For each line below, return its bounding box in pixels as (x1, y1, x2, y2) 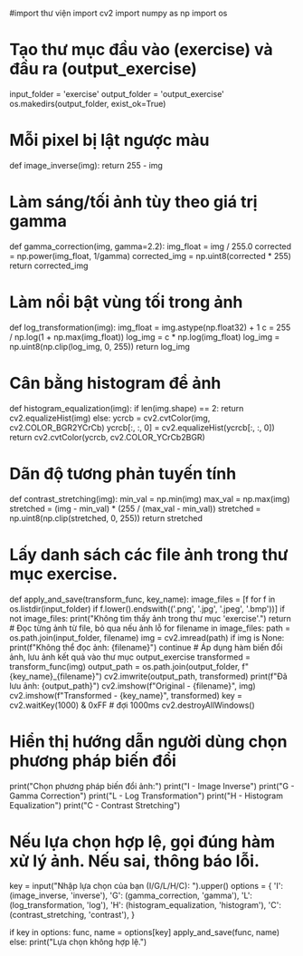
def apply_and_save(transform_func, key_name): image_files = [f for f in (9, 594, 276, 604)
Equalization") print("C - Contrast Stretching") (9, 799, 181, 810)
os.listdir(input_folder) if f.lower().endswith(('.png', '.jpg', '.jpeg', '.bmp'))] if (9, 603, 285, 614)
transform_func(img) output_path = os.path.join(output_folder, (9, 661, 241, 671)
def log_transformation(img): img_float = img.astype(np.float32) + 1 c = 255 (9, 322, 291, 333)
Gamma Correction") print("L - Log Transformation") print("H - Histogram (9, 790, 283, 801)
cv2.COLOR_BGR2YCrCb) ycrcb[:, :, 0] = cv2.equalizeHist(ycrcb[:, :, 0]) (9, 421, 276, 433)
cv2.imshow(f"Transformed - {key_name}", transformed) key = (9, 690, 242, 700)
